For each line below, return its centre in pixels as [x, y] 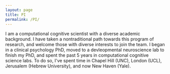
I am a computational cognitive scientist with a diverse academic [73, 34]
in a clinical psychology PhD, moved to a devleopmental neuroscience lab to [85, 50]
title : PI [16, 15]
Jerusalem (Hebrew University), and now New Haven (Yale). [68, 66]
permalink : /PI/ [22, 19]
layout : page [19, 10]
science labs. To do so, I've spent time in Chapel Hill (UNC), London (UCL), [83, 61]
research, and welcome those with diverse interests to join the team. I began [85, 45]
